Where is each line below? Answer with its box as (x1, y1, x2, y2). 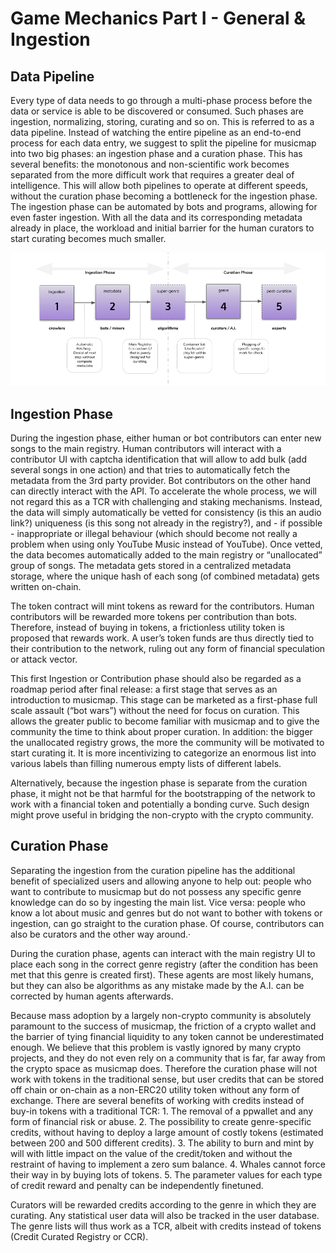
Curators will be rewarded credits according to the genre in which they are (10, 1198, 317, 1211)
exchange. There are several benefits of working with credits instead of (10, 1094, 305, 1106)
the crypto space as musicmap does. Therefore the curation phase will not (10, 1062, 318, 1074)
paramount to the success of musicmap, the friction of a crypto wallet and (10, 1020, 317, 1032)
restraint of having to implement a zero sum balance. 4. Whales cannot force (10, 1158, 326, 1170)
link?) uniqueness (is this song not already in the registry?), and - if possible (10, 517, 323, 529)
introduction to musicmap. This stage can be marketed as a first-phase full (10, 693, 318, 706)
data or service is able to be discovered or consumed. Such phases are (10, 105, 304, 117)
